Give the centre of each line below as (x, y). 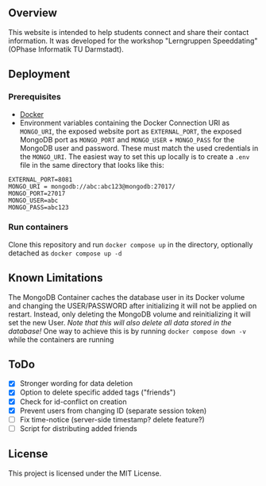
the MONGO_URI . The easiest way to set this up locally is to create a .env (135, 156)
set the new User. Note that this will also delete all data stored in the (120, 322)
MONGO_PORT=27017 (37, 193)
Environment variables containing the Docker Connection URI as (125, 122)
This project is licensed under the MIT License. (85, 473)
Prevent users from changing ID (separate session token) (113, 410)
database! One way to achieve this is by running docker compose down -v (127, 331)
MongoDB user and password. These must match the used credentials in (139, 148)
